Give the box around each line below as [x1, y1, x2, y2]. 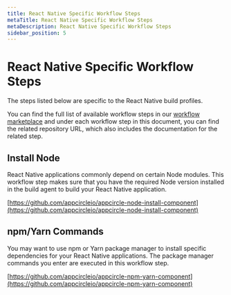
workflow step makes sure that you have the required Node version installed [7, 178, 225, 186]
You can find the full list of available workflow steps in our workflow [7, 110, 201, 118]
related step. [7, 132, 44, 140]
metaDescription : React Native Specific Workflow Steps [7, 23, 172, 30]
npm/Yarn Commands [7, 226, 104, 238]
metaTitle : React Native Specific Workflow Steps [7, 17, 154, 23]
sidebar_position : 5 [7, 29, 67, 37]
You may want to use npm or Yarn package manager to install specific [7, 244, 207, 252]
